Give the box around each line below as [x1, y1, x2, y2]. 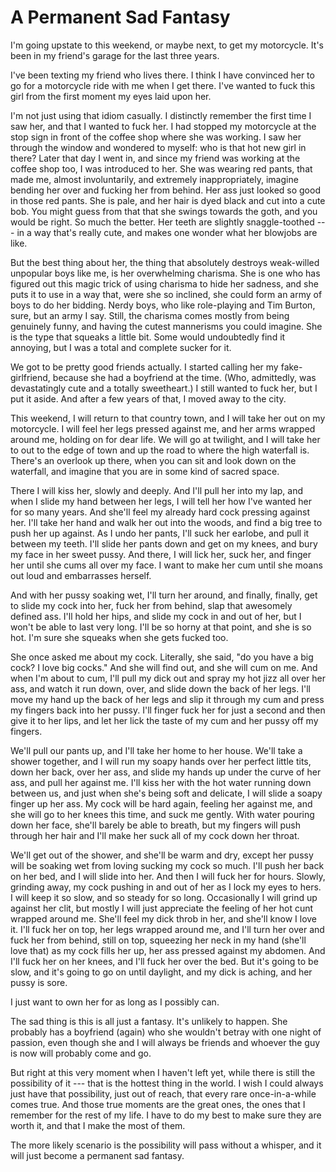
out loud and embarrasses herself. [10, 569, 152, 581]
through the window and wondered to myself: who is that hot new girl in [10, 141, 307, 153]
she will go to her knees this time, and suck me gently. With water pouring [10, 808, 315, 820]
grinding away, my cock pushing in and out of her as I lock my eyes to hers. [10, 881, 322, 893]
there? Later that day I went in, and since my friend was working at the [10, 152, 301, 164]
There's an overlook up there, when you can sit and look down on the [10, 454, 297, 466]
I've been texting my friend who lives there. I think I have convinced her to [10, 69, 315, 81]
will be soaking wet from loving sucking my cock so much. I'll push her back [10, 859, 325, 871]
